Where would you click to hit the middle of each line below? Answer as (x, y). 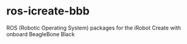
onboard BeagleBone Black (41, 34)
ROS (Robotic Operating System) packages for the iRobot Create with (94, 28)
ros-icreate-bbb (48, 11)
